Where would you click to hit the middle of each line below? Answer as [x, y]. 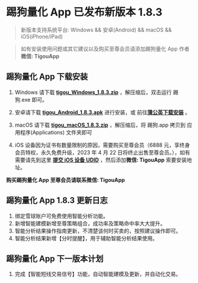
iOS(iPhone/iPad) [42, 36]
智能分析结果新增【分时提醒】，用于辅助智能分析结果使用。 [86, 238]
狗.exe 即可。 [31, 99]
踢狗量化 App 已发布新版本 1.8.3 [84, 12]
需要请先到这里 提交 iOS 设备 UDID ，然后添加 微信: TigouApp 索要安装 [101, 160]
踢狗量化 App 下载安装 [47, 77]
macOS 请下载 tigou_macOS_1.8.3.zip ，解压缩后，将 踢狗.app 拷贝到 [100, 125]
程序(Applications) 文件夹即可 [56, 132]
